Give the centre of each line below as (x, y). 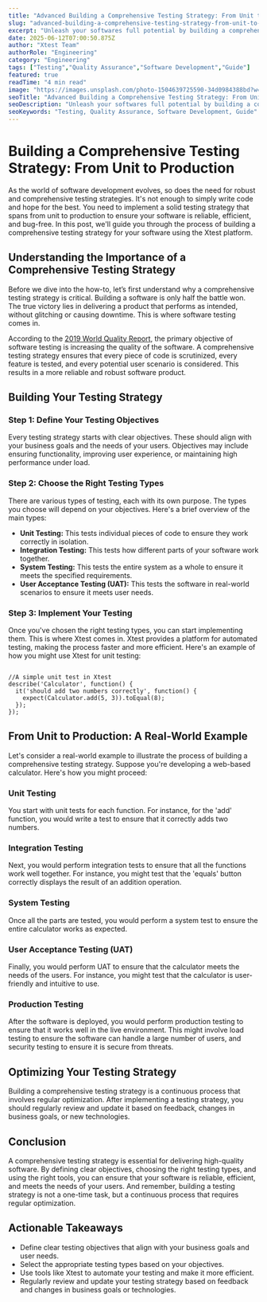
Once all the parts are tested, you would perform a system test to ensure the (133, 920)
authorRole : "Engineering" (53, 53)
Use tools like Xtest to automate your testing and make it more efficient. (137, 1273)
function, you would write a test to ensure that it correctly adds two (118, 819)
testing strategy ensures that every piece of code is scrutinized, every (123, 355)
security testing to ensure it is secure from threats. (91, 1047)
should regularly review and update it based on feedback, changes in (122, 1108)
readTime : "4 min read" (48, 82)
